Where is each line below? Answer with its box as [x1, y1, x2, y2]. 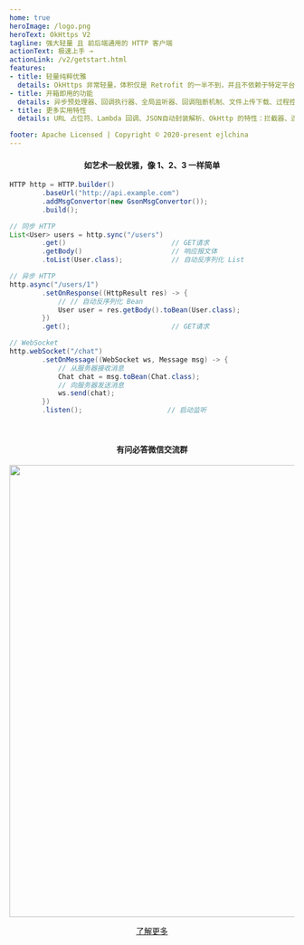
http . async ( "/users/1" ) [9, 279, 100, 289]
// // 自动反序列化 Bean [57, 297, 143, 306]
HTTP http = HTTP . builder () [9, 180, 116, 190]
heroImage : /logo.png [9, 22, 91, 31]
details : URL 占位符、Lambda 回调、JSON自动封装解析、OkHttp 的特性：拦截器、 [17, 114, 291, 123]
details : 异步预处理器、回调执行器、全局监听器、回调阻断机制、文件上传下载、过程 [17, 97, 290, 107]
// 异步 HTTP [9, 272, 56, 281]
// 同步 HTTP [9, 222, 56, 231]
